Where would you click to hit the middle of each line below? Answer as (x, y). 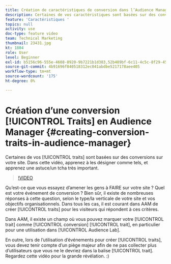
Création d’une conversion (63, 110)
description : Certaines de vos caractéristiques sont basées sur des (81, 15)
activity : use (20, 29)
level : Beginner (22, 57)
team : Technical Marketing (34, 39)
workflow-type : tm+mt (28, 72)
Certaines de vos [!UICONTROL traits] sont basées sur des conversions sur (84, 157)
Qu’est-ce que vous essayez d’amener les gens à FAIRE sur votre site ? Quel (85, 187)
